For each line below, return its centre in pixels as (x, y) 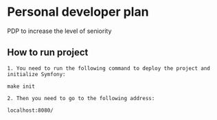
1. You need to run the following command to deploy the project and (109, 68)
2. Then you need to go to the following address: (81, 98)
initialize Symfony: (37, 74)
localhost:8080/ (30, 110)
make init (21, 86)
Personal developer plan (78, 12)
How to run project (48, 52)
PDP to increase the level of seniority (59, 31)
